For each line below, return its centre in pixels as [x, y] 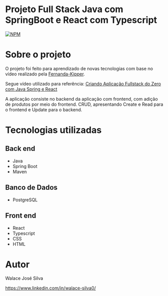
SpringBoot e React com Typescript [81, 20]
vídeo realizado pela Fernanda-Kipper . [45, 74]
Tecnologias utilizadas [53, 130]
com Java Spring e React [31, 89]
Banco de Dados [32, 187]
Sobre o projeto [38, 55]
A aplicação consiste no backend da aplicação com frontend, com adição [81, 99]
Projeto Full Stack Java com [64, 9]
